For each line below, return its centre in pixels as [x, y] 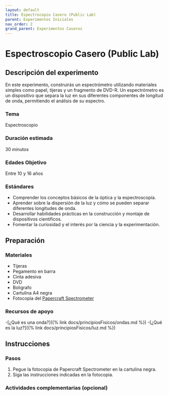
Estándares [19, 187]
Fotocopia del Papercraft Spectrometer [53, 298]
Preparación [25, 241]
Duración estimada [29, 138]
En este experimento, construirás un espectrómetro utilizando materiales [81, 85]
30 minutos [17, 149]
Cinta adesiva [27, 277]
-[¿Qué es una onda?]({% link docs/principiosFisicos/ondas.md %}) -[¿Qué [84, 322]
